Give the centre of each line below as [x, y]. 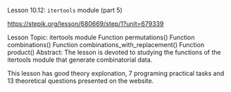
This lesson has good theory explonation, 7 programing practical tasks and [116, 73]
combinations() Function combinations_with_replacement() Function [106, 45]
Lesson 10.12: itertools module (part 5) [65, 10]
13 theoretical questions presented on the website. [81, 81]
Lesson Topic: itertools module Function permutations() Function [101, 37]
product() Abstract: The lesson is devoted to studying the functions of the [114, 52]
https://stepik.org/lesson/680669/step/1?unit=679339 [86, 24]
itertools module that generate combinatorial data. [80, 60]
